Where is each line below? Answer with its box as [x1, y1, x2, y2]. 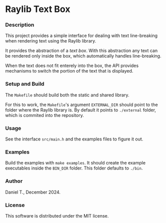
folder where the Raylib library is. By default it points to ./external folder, [5, 106, 156, 113]
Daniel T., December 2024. [5, 189, 61, 195]
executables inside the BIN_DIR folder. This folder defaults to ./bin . [5, 165, 143, 171]
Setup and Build [5, 80, 44, 87]
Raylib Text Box [5, 3, 70, 15]
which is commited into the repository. [5, 112, 84, 118]
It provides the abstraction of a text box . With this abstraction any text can [5, 47, 158, 53]
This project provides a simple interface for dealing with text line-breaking [5, 32, 158, 38]
